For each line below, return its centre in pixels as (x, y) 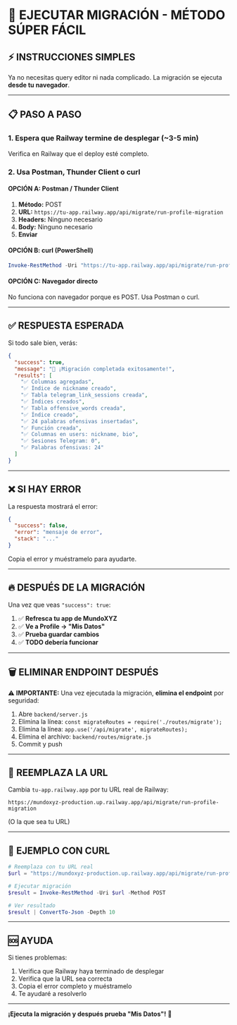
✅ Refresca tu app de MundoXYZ (68, 618)
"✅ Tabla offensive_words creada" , (73, 408)
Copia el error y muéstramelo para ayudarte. (72, 559)
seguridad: (24, 700)
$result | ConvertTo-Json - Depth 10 (62, 912)
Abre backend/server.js (53, 714)
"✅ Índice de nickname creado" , (69, 389)
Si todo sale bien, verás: (43, 343)
